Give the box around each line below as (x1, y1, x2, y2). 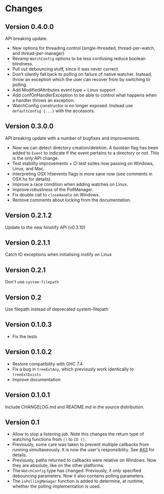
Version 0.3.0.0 (5, 122, 54, 130)
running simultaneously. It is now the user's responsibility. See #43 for (12, 447, 155, 453)
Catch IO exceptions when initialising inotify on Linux (5, 251, 112, 257)
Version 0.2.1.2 (5, 211, 53, 219)
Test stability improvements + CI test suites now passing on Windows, (12, 160, 154, 166)
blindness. (12, 61, 33, 66)
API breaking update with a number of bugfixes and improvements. (5, 135, 141, 141)
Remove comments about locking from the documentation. (12, 197, 132, 203)
